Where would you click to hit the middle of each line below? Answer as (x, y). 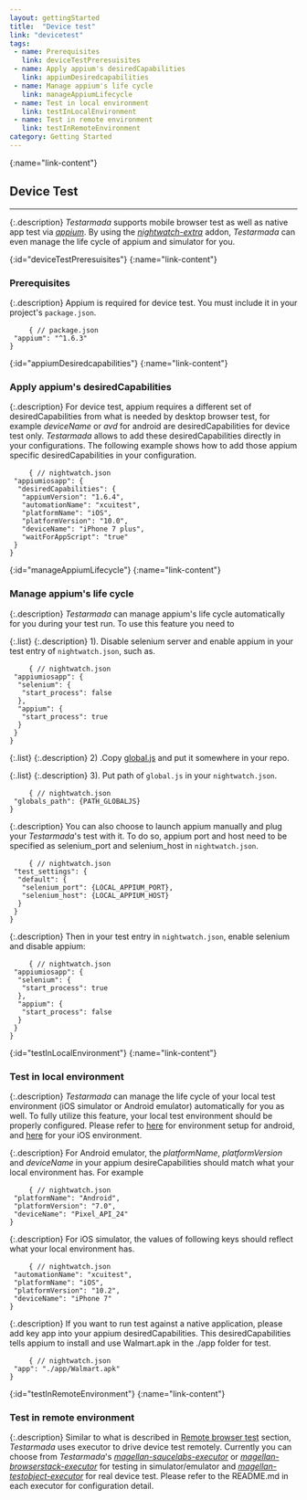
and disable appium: (48, 945)
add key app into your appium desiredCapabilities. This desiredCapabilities (150, 1333)
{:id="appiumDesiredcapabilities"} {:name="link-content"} (119, 363)
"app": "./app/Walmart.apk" (67, 1368)
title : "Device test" (53, 26)
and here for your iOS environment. (76, 1135)
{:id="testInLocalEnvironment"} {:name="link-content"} (113, 1052)
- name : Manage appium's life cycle (83, 86)
